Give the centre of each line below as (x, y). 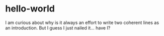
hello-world (30, 9)
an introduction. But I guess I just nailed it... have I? (58, 27)
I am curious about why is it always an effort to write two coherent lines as (82, 22)
